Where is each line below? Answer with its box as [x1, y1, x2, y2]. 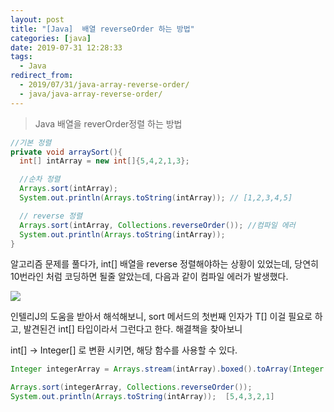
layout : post [10, 14, 65, 25]
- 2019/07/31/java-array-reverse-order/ [19, 80, 190, 90]
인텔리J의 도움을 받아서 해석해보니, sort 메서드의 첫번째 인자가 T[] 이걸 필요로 [10, 311, 313, 323]
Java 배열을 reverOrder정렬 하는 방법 [34, 117, 183, 130]
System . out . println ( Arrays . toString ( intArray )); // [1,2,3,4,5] [19, 193, 293, 203]
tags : [10, 52, 33, 62]
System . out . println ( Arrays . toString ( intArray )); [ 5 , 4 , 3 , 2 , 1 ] [10, 392, 275, 402]
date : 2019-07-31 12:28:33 [10, 42, 123, 53]
